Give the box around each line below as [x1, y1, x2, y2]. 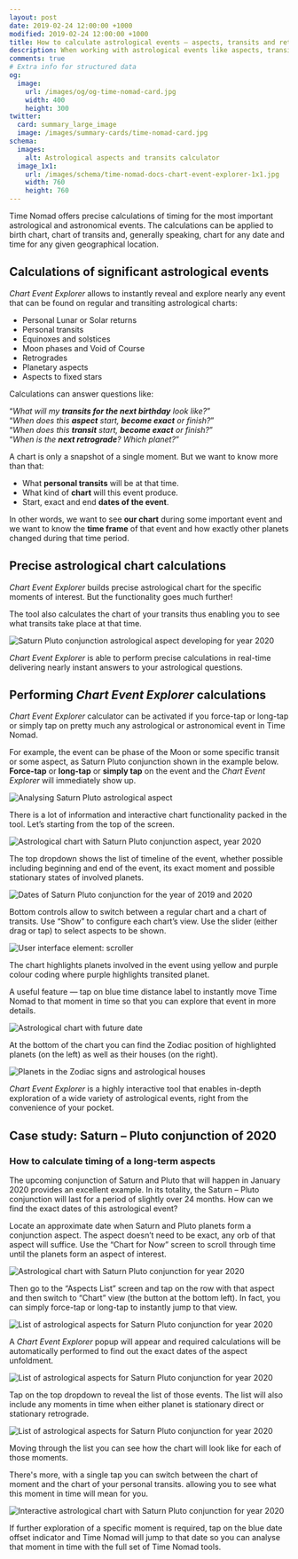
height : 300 [25, 104, 69, 113]
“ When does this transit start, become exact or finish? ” [9, 424, 213, 435]
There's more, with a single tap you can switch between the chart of [9, 1469, 259, 1480]
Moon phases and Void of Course [21, 343, 145, 353]
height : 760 [25, 186, 69, 195]
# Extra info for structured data [9, 63, 137, 72]
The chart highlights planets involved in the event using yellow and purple [9, 960, 278, 971]
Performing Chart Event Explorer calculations [9, 688, 267, 703]
